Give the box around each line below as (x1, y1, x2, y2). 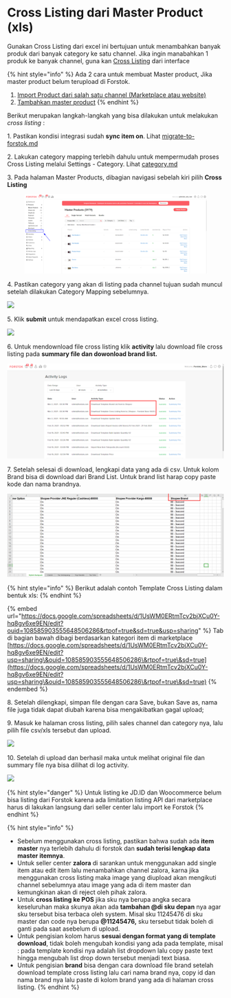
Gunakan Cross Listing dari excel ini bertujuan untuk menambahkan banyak (7, 42, 221, 50)
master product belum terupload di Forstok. (7, 77, 131, 85)
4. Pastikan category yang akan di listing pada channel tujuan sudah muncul (7, 280, 223, 288)
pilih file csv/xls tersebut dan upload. (7, 726, 111, 734)
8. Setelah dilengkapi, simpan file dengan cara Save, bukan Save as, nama (7, 698, 218, 706)
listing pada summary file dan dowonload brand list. (7, 349, 158, 358)
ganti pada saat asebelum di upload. (16, 924, 120, 933)
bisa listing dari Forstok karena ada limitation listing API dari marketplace (7, 795, 213, 803)
